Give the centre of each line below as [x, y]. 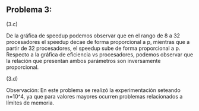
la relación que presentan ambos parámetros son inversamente [83, 61]
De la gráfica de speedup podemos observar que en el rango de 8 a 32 [93, 36]
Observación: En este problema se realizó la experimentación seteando [94, 90]
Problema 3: [29, 10]
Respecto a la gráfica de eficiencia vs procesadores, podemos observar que [100, 54]
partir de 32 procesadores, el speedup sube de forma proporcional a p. [93, 48]
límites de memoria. [30, 103]
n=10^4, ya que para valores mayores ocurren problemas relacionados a [94, 96]
